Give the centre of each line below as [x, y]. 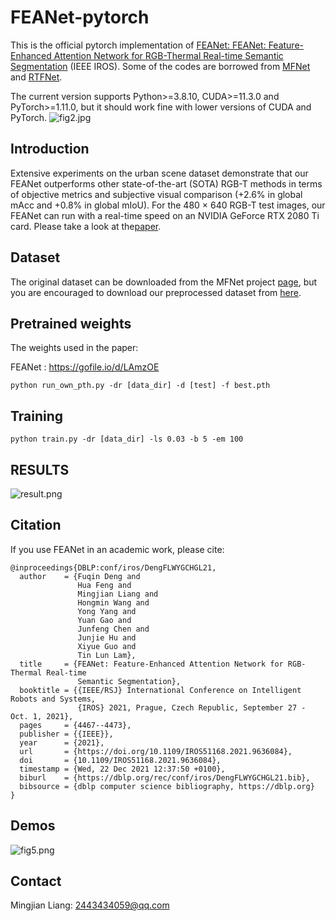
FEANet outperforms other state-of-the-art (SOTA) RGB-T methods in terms [166, 183]
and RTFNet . [36, 77]
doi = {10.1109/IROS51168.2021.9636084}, [120, 760]
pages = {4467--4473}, [75, 725]
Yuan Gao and [104, 620]
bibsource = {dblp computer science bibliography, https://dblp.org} [167, 786]
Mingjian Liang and [118, 594]
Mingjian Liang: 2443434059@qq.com [90, 905]
